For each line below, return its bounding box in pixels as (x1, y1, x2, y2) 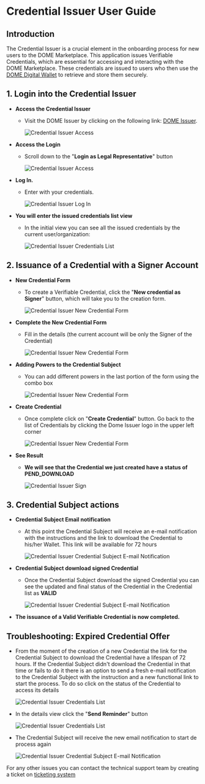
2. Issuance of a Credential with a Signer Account (6, 260, 199, 271)
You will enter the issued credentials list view (15, 212, 133, 219)
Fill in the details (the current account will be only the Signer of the (24, 330, 193, 338)
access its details (15, 686, 59, 694)
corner (24, 428, 42, 435)
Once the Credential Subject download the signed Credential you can (24, 577, 199, 584)
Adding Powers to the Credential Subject (15, 361, 121, 368)
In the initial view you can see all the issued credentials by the (24, 224, 181, 231)
